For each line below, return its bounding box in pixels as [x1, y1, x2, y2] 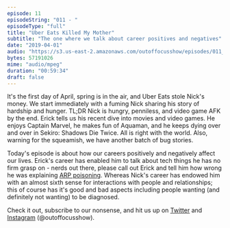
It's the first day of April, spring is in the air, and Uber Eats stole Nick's [7, 92, 205, 101]
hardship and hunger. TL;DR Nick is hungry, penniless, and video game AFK [7, 107, 221, 115]
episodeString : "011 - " [7, 16, 78, 23]
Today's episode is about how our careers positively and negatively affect [7, 149, 216, 157]
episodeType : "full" [7, 23, 66, 29]
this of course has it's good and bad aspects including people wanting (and [7, 186, 220, 194]
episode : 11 [7, 10, 41, 17]
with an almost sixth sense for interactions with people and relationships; [7, 179, 213, 187]
